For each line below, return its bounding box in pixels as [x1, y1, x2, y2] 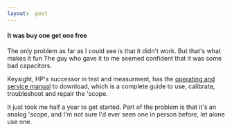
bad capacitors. [7, 61, 52, 70]
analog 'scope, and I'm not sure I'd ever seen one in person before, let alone [7, 110, 225, 118]
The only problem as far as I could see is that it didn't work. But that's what [7, 46, 222, 55]
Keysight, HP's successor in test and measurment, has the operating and [7, 74, 215, 83]
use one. [7, 117, 33, 125]
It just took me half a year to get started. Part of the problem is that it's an [7, 103, 217, 111]
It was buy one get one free [7, 32, 88, 40]
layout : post [7, 10, 48, 17]
